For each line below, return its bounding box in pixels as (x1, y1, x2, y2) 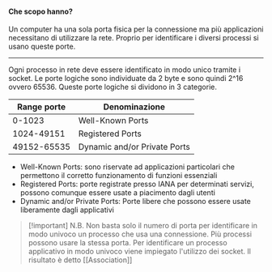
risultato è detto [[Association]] (28, 255, 133, 265)
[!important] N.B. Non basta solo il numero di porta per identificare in (28, 221, 257, 231)
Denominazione (103, 101, 166, 113)
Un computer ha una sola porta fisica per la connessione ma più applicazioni (8, 24, 264, 34)
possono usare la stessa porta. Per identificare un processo (28, 238, 228, 248)
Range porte (17, 101, 66, 113)
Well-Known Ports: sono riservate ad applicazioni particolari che (19, 162, 235, 172)
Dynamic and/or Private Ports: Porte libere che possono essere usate (19, 197, 251, 206)
